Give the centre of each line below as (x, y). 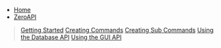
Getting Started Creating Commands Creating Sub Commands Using (117, 30)
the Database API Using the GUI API (71, 37)
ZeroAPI (25, 17)
